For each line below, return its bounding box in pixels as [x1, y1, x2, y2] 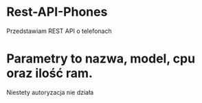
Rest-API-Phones [6, 4, 108, 20]
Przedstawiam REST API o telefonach [6, 27, 112, 35]
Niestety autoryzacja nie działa [6, 88, 94, 96]
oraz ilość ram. [6, 66, 93, 81]
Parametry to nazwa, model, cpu [6, 51, 196, 67]
